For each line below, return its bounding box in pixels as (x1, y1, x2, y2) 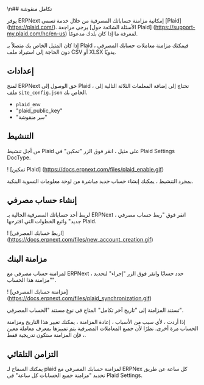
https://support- (155, 24, 195, 31)
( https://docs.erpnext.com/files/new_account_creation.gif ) (7, 236, 154, 243)
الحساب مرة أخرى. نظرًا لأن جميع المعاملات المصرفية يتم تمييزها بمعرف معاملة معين (7, 325, 199, 332)
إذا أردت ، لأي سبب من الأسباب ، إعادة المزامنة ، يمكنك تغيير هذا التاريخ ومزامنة (7, 318, 186, 326)
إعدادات (7, 66, 34, 76)
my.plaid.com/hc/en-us (7, 30, 66, 37)
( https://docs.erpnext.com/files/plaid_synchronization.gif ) (7, 295, 152, 302)
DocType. (7, 154, 31, 161)
